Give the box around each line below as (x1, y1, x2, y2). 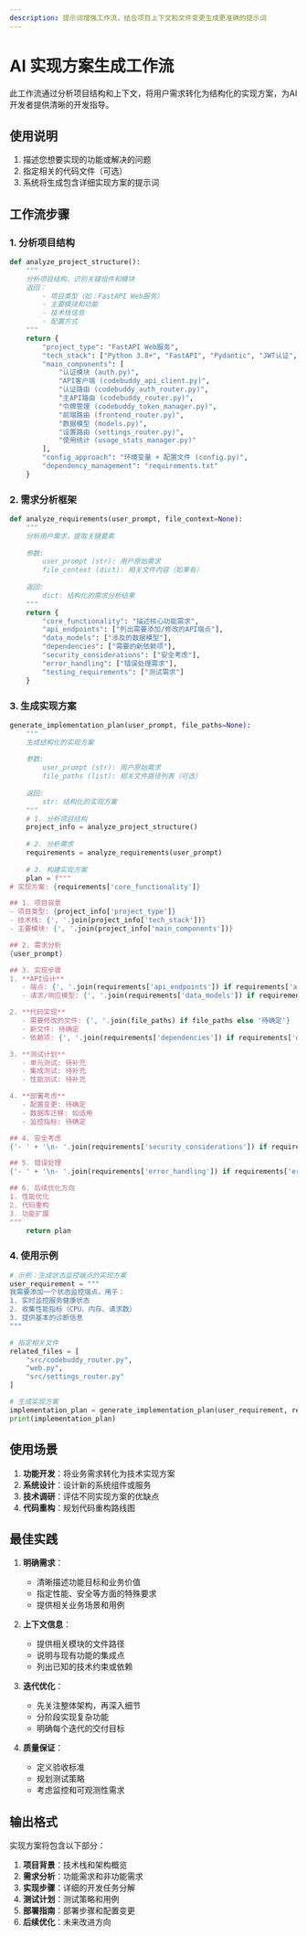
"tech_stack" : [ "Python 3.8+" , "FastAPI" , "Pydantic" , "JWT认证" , (42, 351, 298, 360)
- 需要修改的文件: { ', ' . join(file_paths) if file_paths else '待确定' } (21, 1016, 291, 1026)
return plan (26, 1226, 71, 1235)
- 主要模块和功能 (42, 300, 99, 309)
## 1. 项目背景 (9, 899, 62, 908)
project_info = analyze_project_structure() (26, 823, 198, 832)
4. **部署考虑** (9, 1091, 66, 1101)
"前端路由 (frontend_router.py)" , (58, 410, 185, 420)
